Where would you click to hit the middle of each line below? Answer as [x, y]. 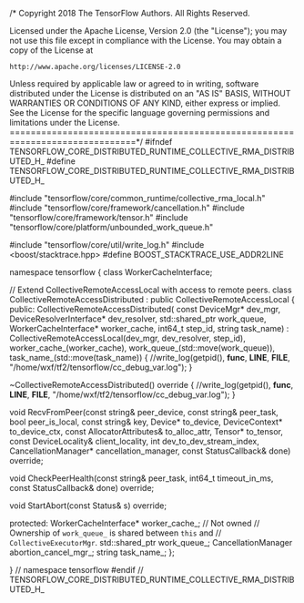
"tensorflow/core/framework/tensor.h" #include [99, 217]
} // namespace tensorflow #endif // [76, 570]
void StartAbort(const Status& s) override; [88, 506]
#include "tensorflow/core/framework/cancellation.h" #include [127, 208]
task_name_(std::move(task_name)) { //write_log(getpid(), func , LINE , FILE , [150, 358]
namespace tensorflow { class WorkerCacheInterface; [111, 272]
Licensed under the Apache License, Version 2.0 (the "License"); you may [148, 31]
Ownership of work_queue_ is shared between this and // [116, 533]
